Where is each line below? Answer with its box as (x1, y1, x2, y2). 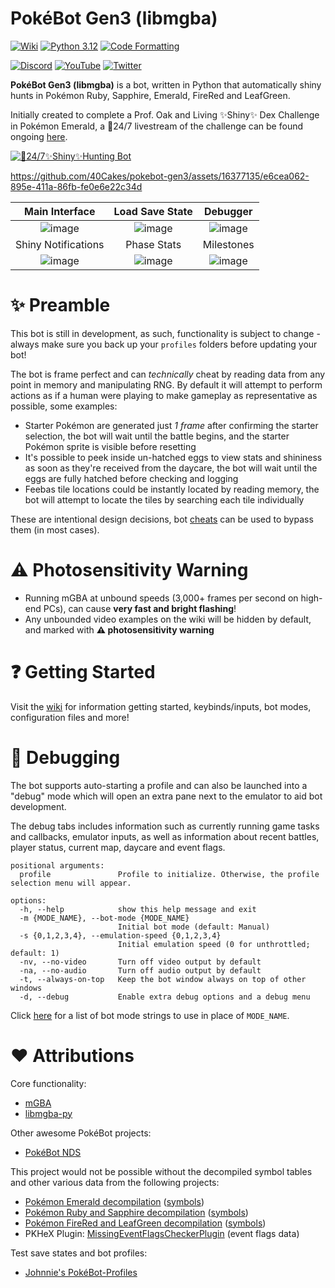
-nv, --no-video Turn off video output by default (19, 957, 262, 967)
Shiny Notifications (15, 237, 105, 251)
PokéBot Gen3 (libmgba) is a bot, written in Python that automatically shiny (10, 78, 322, 91)
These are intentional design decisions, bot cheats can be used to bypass (10, 513, 314, 525)
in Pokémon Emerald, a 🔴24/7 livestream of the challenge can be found (10, 120, 304, 132)
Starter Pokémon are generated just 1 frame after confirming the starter (24, 419, 319, 431)
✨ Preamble (10, 294, 111, 317)
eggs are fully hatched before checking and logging (24, 472, 239, 484)
